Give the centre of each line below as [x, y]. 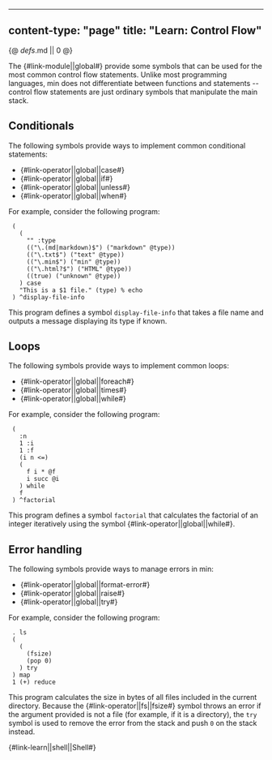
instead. [22, 732]
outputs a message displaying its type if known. [88, 320]
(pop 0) [39, 661]
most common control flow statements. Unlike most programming [118, 75]
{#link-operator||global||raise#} [72, 594]
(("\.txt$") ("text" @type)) [76, 255]
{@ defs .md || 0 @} [40, 50]
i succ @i [43, 479]
